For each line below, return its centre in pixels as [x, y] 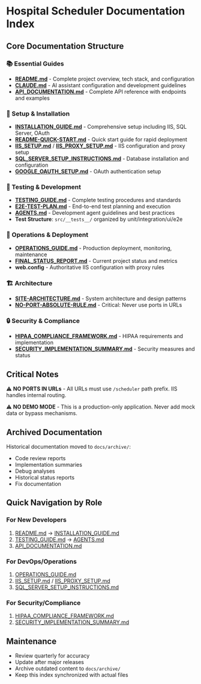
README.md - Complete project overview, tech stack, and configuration [105, 79]
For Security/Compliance [43, 603]
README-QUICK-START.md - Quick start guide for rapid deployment [101, 140]
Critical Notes [32, 374]
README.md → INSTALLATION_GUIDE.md [67, 533]
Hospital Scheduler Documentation [96, 11]
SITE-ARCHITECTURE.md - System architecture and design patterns [100, 298]
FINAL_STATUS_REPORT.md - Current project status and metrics [96, 260]
